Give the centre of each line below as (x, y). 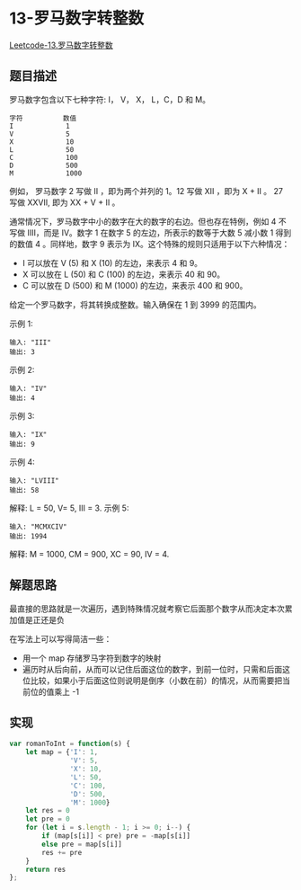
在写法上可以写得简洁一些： (61, 638)
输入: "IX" (28, 434)
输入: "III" (30, 343)
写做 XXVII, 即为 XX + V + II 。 (65, 202)
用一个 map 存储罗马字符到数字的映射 (92, 658)
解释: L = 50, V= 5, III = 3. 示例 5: (69, 508)
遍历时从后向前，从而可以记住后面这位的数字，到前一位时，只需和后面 (152, 669)
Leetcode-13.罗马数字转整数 (62, 45)
